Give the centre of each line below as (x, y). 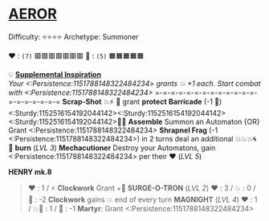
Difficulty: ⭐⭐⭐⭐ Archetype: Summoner (73, 36)
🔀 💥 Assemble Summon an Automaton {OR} (188, 121)
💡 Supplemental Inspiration (55, 74)
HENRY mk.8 (30, 172)
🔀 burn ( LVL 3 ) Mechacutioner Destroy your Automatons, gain (112, 147)
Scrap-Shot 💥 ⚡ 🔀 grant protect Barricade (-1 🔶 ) (142, 101)
